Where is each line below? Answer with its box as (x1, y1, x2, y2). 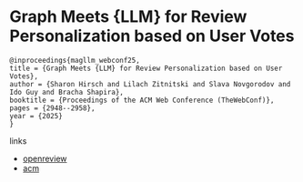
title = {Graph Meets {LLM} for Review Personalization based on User (9, 64, 283, 73)
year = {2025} (9, 111, 64, 120)
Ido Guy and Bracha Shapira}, (9, 87, 125, 96)
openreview (22, 153, 67, 164)
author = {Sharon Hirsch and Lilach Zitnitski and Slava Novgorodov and (9, 79, 291, 88)
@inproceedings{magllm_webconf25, (9, 56, 141, 65)
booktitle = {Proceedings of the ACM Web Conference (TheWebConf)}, (9, 96, 275, 105)
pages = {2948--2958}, (9, 103, 96, 113)
